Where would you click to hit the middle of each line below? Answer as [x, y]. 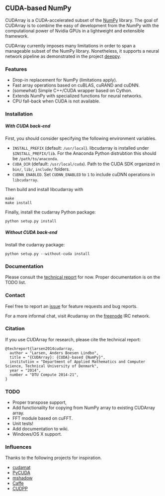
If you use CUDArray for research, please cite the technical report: [73, 339]
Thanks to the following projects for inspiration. [53, 458]
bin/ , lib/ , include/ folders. [41, 169]
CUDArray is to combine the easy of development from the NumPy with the [82, 25]
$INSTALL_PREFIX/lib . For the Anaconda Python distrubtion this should [84, 153]
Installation [19, 114]
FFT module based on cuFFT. [42, 418]
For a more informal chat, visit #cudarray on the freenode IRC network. [78, 316]
